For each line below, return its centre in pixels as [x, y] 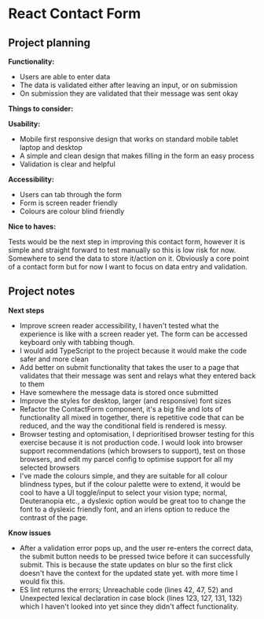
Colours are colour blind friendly [72, 211]
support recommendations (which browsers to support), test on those [132, 451]
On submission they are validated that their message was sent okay [129, 93]
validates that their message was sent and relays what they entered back [137, 375]
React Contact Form [75, 14]
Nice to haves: [32, 226]
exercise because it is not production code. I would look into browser [131, 442]
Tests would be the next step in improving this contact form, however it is [127, 242]
